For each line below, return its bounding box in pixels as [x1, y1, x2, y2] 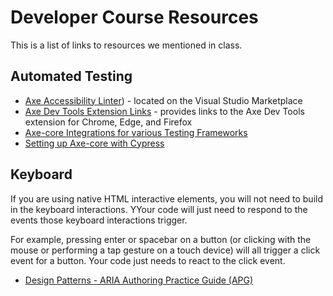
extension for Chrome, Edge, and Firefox [24, 116, 193, 128]
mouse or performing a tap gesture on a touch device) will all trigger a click [10, 244, 321, 256]
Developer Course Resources [10, 6, 259, 29]
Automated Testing [10, 68, 133, 85]
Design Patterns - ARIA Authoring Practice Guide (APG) [24, 274, 254, 286]
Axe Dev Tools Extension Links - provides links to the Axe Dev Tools [24, 105, 305, 117]
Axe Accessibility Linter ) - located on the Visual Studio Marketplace [24, 94, 303, 106]
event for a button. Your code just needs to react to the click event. [10, 254, 286, 266]
